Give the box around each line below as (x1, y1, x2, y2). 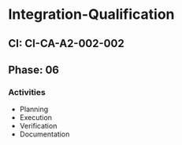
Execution (19, 113, 53, 122)
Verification (19, 121, 58, 131)
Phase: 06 (8, 63, 59, 76)
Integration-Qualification (8, 5, 175, 24)
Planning (19, 104, 49, 114)
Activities (8, 86, 46, 97)
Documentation (19, 129, 70, 139)
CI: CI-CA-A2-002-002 (8, 37, 124, 50)
